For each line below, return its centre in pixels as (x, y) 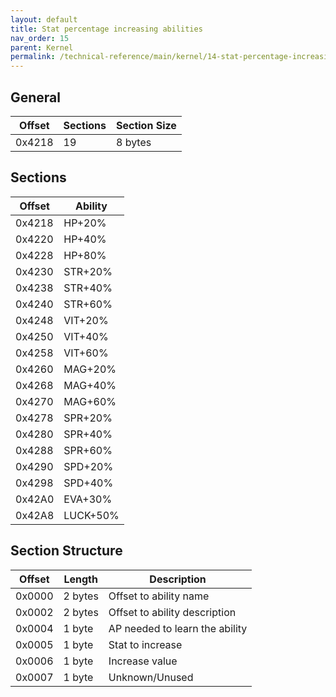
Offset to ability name (159, 596)
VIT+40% (86, 336)
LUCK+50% (91, 515)
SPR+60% (88, 450)
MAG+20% (90, 369)
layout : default (44, 19)
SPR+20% (88, 418)
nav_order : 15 (40, 38)
